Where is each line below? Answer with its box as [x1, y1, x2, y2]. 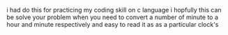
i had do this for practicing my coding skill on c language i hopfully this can [6, 6, 222, 14]
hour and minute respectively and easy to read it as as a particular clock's [6, 21, 219, 28]
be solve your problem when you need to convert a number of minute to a [6, 13, 219, 21]
